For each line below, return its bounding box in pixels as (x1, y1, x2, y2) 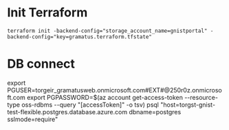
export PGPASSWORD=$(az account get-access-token (26, 93, 184, 101)
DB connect (7, 56, 76, 72)
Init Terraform (7, 5, 88, 21)
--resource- (184, 93, 219, 101)
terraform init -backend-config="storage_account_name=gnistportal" (7, 27, 208, 34)
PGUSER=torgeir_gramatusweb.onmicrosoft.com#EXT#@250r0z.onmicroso (7, 86, 222, 94)
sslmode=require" (7, 115, 58, 123)
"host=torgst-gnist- (160, 101, 215, 109)
